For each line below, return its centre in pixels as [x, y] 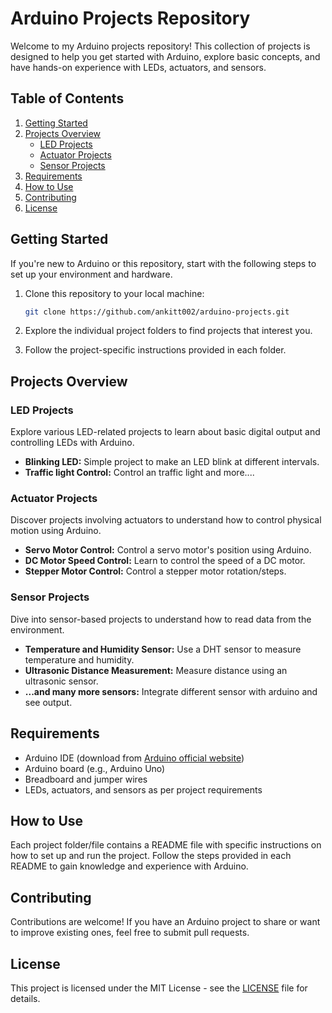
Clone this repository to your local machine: [114, 293]
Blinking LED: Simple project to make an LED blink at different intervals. [172, 462]
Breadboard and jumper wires [86, 779]
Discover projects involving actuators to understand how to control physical [166, 520]
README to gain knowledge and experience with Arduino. [129, 866]
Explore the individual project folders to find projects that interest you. [168, 331]
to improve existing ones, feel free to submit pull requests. [130, 933]
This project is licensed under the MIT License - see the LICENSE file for [159, 988]
